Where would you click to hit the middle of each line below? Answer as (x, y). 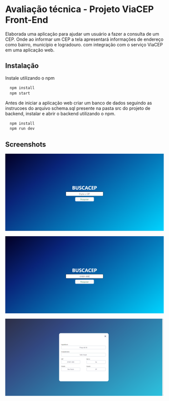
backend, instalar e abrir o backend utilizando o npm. (60, 113)
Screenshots (26, 144)
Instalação (22, 66)
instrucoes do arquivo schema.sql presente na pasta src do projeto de (78, 108)
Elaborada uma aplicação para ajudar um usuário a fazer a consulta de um (82, 34)
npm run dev (22, 129)
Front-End (27, 20)
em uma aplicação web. (30, 50)
